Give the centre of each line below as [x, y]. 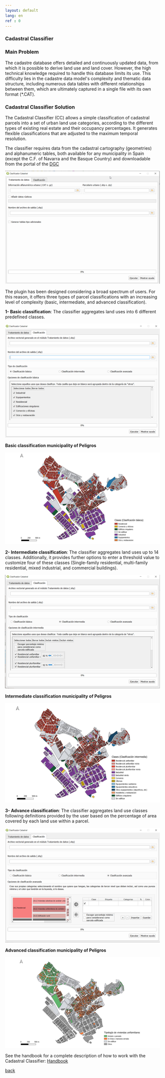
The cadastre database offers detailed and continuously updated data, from [82, 63]
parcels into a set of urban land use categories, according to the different [79, 123]
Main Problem [22, 52]
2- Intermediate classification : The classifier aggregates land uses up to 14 [82, 552]
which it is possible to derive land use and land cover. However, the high [78, 68]
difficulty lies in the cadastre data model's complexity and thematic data [78, 78]
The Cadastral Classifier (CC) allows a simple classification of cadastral [77, 117]
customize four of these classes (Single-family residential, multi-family [77, 563]
